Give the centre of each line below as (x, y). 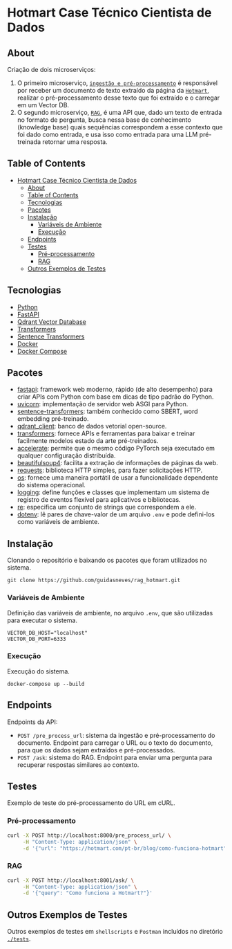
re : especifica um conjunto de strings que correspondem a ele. (107, 507)
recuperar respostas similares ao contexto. (78, 765)
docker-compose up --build (46, 684)
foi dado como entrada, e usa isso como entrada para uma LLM (107, 134)
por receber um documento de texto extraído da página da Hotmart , (113, 90)
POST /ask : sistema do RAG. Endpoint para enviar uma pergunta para (115, 757)
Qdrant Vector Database (51, 322)
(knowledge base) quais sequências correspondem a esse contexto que (120, 127)
